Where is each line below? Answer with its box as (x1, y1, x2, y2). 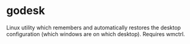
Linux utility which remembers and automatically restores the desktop (6, 24, 181, 31)
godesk (6, 4, 46, 18)
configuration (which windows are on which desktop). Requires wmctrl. (6, 30, 185, 37)
